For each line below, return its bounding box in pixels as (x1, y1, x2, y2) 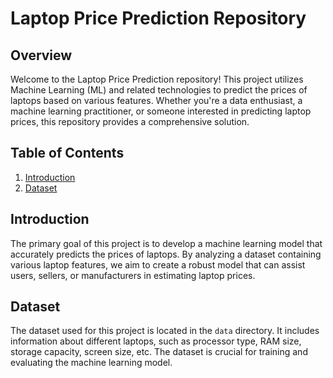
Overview (10, 47, 73, 64)
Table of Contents (10, 145, 125, 162)
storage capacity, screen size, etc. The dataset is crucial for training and (10, 346, 308, 358)
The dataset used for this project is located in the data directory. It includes (10, 325, 320, 337)
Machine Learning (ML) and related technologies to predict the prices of (10, 84, 308, 96)
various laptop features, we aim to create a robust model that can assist (10, 258, 306, 271)
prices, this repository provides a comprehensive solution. (10, 116, 250, 127)
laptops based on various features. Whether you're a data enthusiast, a (10, 95, 303, 106)
